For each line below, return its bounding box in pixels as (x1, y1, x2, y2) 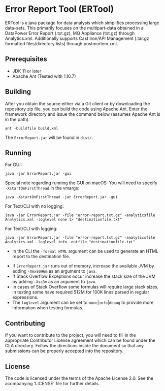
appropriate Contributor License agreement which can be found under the (5, 337, 156, 343)
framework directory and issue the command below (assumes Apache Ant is (5, 111, 161, 117)
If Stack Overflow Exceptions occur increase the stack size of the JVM (12, 273, 156, 279)
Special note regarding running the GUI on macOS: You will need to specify (5, 180, 158, 186)
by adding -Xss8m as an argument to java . (12, 279, 97, 285)
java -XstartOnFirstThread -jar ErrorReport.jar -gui (5, 195, 118, 200)
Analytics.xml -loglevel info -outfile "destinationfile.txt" (5, 240, 135, 245)
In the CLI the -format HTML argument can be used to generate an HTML (12, 248, 159, 254)
